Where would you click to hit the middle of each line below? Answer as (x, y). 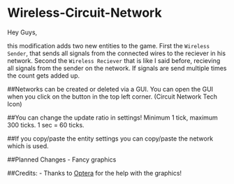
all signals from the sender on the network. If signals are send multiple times (117, 68)
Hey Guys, (22, 32)
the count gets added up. (44, 76)
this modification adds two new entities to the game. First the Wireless (109, 45)
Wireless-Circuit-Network (85, 13)
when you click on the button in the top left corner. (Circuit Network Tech (112, 97)
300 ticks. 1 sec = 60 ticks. (46, 125)
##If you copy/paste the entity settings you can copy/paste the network (110, 139)
